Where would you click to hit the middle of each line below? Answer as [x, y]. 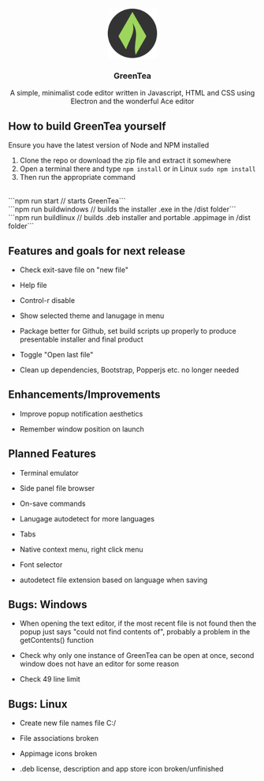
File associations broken [59, 738]
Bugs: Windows [48, 604]
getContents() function [57, 641]
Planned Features [52, 454]
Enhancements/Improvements [84, 395]
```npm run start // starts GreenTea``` [67, 201]
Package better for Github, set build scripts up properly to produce [128, 331]
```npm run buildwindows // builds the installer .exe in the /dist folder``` [122, 209]
